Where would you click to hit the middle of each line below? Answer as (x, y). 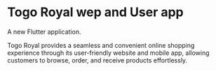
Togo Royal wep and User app (95, 12)
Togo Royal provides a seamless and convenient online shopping (101, 45)
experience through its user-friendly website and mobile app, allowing (108, 53)
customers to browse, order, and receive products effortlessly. (97, 60)
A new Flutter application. (44, 32)
